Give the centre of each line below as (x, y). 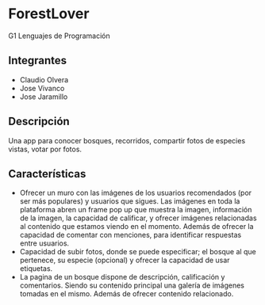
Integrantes (38, 61)
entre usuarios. (44, 243)
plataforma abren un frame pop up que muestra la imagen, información (136, 210)
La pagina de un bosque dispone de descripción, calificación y (122, 277)
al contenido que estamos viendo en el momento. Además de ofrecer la (136, 227)
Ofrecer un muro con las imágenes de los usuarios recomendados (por (136, 193)
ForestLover (49, 14)
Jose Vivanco (42, 88)
